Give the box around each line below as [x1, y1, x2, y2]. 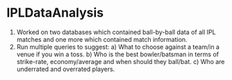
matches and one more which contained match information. [16, 35, 188, 43]
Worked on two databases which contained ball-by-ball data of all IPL [16, 28, 216, 36]
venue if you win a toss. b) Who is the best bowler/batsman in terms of [16, 50, 219, 58]
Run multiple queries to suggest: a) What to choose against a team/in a [16, 42, 220, 51]
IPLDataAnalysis [6, 5, 104, 21]
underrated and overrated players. [16, 65, 115, 73]
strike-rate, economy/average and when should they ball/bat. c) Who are [16, 57, 225, 65]
